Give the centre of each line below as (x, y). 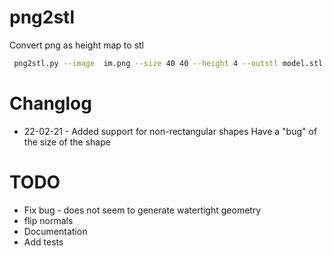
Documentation (55, 231)
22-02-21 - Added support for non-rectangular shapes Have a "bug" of (170, 131)
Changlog (50, 103)
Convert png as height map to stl (76, 45)
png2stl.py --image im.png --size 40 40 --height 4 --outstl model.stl (168, 63)
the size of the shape (67, 142)
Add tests (43, 242)
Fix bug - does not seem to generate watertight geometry (142, 210)
